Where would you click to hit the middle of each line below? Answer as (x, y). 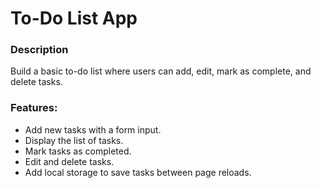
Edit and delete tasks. (69, 161)
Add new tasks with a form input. (93, 129)
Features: (34, 108)
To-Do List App (74, 18)
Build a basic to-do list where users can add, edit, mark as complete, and (161, 71)
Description (39, 50)
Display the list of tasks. (74, 140)
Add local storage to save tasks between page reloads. (138, 172)
